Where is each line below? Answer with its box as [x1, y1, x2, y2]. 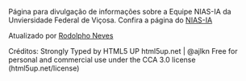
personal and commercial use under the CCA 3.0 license [8, 55, 196, 64]
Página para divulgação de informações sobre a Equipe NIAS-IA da [8, 7, 231, 16]
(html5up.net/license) [8, 63, 80, 73]
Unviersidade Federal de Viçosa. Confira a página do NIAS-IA [8, 15, 213, 25]
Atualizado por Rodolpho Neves [8, 31, 114, 40]
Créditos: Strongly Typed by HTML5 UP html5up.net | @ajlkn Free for [8, 47, 238, 55]
